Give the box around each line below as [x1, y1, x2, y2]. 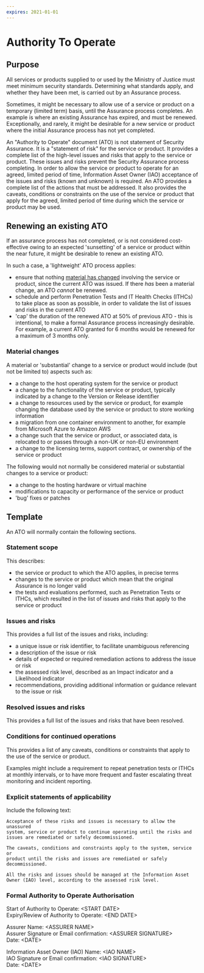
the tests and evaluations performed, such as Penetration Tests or [15, 588, 181, 596]
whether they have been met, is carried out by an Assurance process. [6, 89, 181, 96]
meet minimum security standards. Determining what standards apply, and [6, 82, 194, 89]
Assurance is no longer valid [15, 581, 87, 589]
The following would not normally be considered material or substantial [6, 462, 185, 470]
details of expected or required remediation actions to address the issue [15, 655, 196, 663]
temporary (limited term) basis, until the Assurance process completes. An [6, 107, 193, 114]
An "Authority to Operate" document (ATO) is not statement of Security [6, 138, 185, 145]
